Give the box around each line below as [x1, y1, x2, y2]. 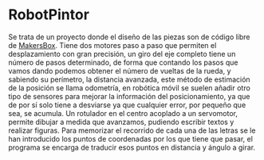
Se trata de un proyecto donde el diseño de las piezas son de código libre [8, 32, 250, 42]
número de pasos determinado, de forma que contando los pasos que [8, 58, 238, 67]
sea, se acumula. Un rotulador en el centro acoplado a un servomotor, [8, 108, 238, 118]
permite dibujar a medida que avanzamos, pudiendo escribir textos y [8, 117, 234, 126]
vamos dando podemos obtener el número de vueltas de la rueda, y [8, 66, 231, 75]
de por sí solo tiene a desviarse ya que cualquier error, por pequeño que [8, 100, 246, 110]
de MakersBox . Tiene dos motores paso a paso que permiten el [8, 40, 217, 50]
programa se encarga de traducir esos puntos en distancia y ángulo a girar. [8, 142, 256, 152]
